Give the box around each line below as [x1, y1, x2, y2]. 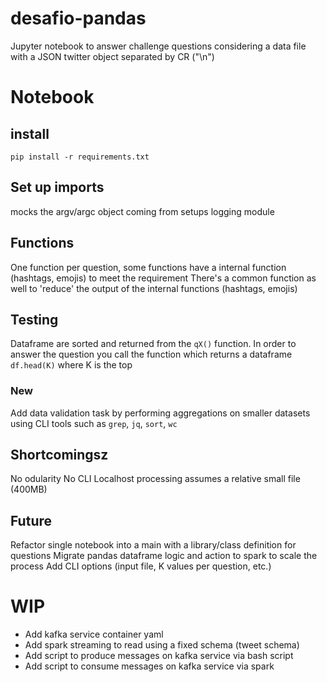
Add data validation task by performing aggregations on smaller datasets [10, 407, 311, 419]
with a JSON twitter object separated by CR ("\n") [10, 50, 215, 62]
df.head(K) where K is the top [10, 359, 133, 371]
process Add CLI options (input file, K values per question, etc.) [10, 560, 272, 572]
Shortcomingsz [10, 447, 109, 464]
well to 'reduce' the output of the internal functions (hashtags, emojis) [10, 282, 298, 294]
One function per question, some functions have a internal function [10, 261, 287, 273]
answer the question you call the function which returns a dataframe [10, 348, 293, 361]
